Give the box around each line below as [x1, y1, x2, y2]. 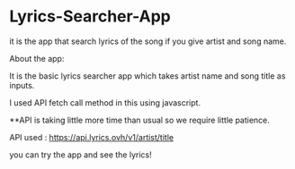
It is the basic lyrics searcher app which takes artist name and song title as [9, 70, 286, 81]
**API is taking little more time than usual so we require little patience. [9, 114, 270, 125]
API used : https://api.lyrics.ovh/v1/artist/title [9, 131, 174, 142]
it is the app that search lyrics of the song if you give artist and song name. [9, 36, 287, 46]
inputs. [9, 80, 35, 90]
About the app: [9, 53, 65, 63]
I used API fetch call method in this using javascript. [9, 97, 201, 108]
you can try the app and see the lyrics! [9, 149, 152, 160]
